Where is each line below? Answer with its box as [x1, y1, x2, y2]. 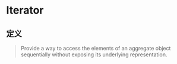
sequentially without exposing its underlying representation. [20, 51, 167, 58]
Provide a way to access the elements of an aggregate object [20, 45, 171, 52]
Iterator [6, 4, 44, 17]
